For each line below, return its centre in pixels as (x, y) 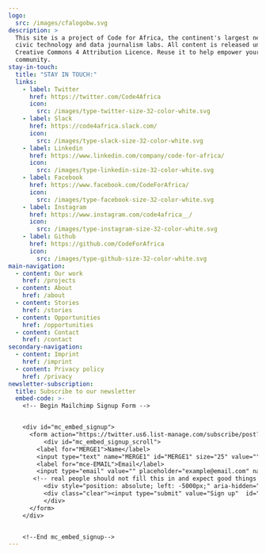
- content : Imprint (47, 355)
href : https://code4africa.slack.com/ (93, 126)
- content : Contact (47, 332)
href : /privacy (47, 376)
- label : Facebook (53, 178)
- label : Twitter (51, 89)
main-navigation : (37, 266)
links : (26, 82)
